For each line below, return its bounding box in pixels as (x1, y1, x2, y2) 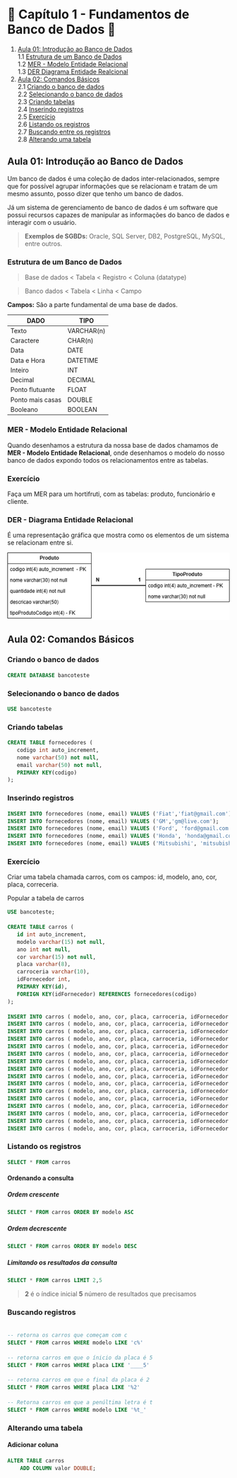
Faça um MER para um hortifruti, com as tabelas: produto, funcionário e (7, 490, 216, 498)
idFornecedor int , (16, 976, 71, 983)
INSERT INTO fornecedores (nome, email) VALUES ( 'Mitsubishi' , (7, 840, 197, 848)
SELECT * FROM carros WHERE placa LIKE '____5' (7, 1361, 150, 1368)
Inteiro (10, 366, 30, 374)
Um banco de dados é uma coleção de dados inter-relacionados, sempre (7, 174, 220, 183)
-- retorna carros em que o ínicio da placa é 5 (7, 1354, 153, 1361)
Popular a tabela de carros (7, 894, 85, 903)
